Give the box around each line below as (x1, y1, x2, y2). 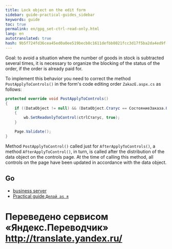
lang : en (5, 31, 24, 36)
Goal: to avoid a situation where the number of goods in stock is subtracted (5, 55, 164, 61)
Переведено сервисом (5, 211, 109, 222)
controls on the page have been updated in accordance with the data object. (5, 159, 167, 165)
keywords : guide (5, 17, 40, 22)
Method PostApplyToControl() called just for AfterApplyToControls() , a (5, 143, 156, 149)
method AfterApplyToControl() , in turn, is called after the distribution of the (5, 148, 165, 155)
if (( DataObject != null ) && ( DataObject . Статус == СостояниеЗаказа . (14, 106, 166, 111)
